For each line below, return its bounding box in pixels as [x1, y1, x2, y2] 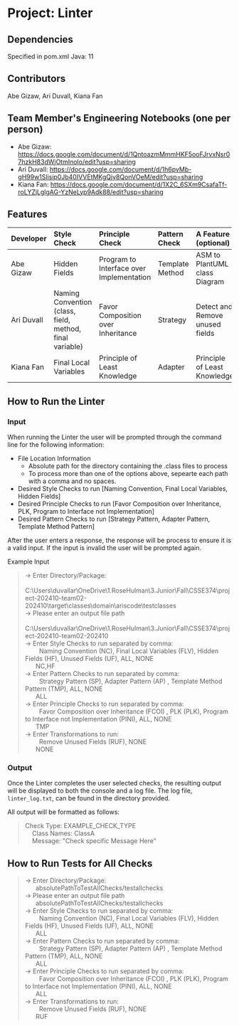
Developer [11, 233, 47, 243]
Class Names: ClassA [31, 829, 95, 837]
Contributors [7, 73, 66, 85]
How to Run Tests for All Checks [7, 857, 153, 869]
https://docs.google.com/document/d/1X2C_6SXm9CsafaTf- [50, 180, 228, 189]
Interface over [99, 263, 147, 273]
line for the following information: [7, 440, 105, 449]
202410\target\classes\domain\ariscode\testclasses [24, 601, 176, 610]
